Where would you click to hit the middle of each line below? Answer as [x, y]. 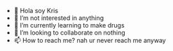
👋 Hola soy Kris [36, 11]
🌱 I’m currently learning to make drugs [69, 25]
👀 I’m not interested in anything [59, 18]
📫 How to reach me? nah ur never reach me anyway [90, 40]
